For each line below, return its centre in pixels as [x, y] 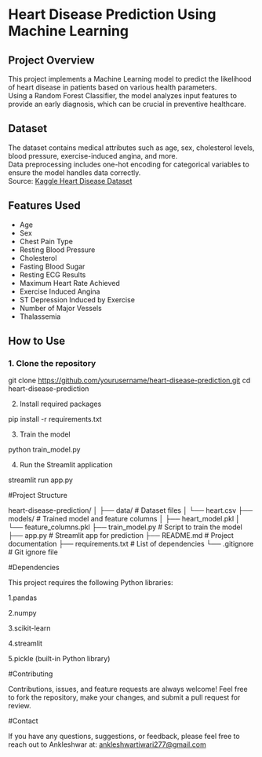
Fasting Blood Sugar [52, 266]
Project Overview [51, 60]
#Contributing [31, 674]
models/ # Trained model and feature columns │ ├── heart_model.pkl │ [124, 519]
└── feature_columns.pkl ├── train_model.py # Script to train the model [126, 527]
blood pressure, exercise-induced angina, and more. [93, 155]
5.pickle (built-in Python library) [59, 659]
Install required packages [60, 404]
